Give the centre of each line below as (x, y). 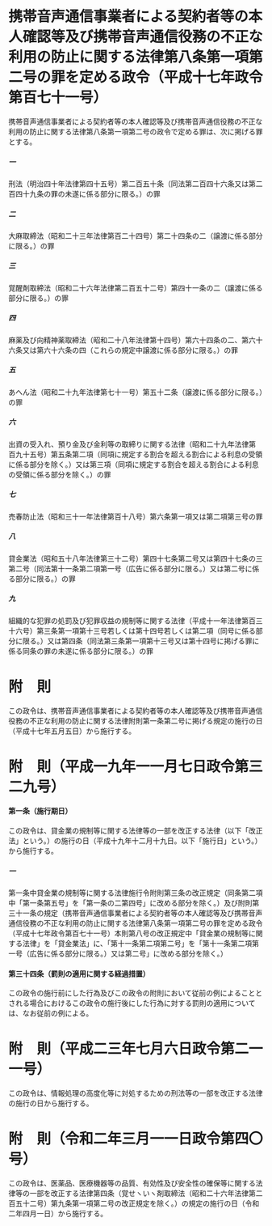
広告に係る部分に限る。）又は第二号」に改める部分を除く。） (128, 953)
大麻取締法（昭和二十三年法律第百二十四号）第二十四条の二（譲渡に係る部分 (136, 235)
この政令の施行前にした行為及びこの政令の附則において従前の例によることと (136, 993)
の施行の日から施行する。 (51, 1103)
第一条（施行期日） (40, 811)
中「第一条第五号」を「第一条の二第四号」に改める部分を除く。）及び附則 (130, 902)
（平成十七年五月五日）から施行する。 (72, 731)
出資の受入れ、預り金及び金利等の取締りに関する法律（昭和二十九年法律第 (132, 444)
